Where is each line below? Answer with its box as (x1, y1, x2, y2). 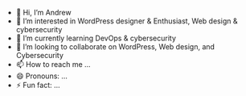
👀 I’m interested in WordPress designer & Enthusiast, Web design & (15, 16, 238, 26)
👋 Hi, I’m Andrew (15, 8, 72, 17)
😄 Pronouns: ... (15, 71, 68, 81)
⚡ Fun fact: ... (15, 81, 60, 90)
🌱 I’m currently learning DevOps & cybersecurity (15, 33, 177, 43)
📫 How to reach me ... (15, 60, 91, 69)
